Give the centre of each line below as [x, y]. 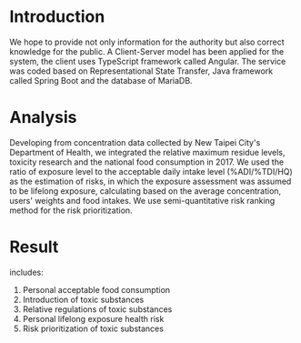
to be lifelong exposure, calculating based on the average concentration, [145, 191]
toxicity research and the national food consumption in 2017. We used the [147, 162]
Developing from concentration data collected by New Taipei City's [135, 142]
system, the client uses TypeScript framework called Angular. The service [148, 61]
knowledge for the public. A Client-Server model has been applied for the [147, 51]
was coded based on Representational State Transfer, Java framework [141, 71]
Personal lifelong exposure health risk [93, 318]
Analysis [43, 118]
